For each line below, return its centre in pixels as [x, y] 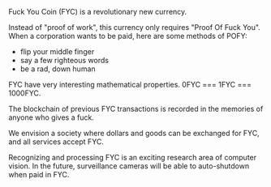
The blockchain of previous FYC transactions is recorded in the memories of [136, 109]
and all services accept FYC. [56, 142]
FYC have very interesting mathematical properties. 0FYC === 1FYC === [130, 85]
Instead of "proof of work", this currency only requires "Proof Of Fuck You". [135, 27]
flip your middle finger [57, 51]
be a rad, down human [58, 69]
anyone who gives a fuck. [52, 117]
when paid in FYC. [39, 174]
